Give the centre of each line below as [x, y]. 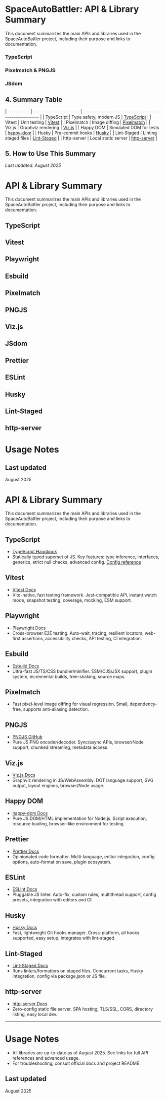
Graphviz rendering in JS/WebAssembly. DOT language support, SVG [83, 780]
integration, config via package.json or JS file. [59, 976]
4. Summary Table [34, 100]
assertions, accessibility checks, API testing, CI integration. [82, 638]
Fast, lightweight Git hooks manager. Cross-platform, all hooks [76, 933]
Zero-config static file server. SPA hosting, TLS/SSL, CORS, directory [83, 1009]
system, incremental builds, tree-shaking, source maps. [69, 676]
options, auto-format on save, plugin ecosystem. [62, 862]
